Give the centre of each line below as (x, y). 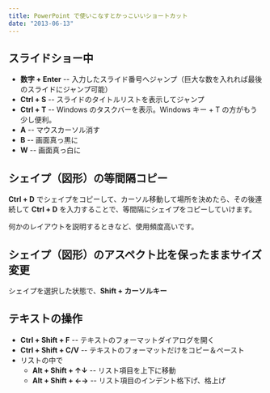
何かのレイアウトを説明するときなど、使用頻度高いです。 (103, 227)
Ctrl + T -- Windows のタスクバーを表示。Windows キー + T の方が (132, 109)
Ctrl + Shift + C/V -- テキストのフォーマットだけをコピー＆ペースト (132, 350)
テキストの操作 (46, 319)
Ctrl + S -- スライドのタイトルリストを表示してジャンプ (112, 100)
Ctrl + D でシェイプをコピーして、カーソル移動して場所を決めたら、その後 (132, 199)
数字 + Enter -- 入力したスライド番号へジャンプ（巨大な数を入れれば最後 (141, 79)
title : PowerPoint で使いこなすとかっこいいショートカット (98, 16)
